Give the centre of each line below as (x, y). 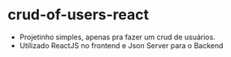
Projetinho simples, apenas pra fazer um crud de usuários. (118, 37)
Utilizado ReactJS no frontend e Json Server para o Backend (121, 45)
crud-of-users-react (78, 15)
